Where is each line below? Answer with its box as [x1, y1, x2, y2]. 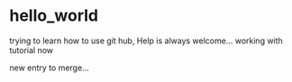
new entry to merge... [9, 62, 89, 73]
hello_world [9, 5, 99, 26]
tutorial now [9, 44, 54, 55]
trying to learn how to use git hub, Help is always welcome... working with [9, 35, 284, 46]
